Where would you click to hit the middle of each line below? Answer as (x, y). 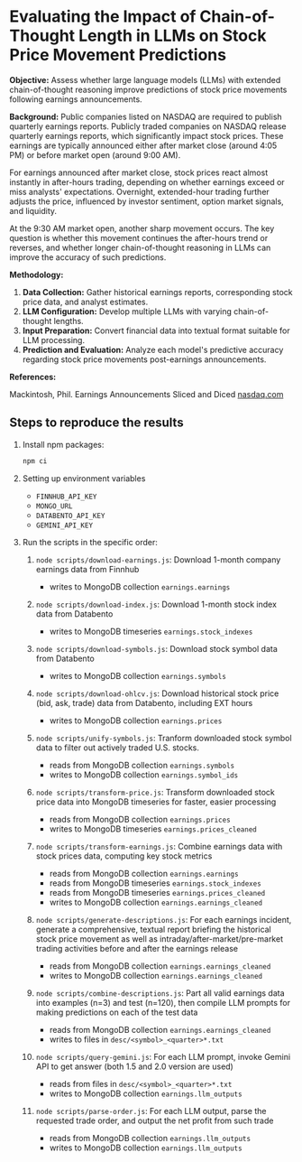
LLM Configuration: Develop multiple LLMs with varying (127, 311)
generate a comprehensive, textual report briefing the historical (154, 929)
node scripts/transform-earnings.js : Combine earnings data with (159, 846)
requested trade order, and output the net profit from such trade (155, 1120)
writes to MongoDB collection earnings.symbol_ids (144, 775)
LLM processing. (54, 339)
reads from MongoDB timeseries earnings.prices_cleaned (157, 892)
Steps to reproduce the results (96, 423)
